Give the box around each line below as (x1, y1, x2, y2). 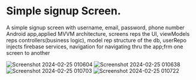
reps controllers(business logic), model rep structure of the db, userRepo (6, 36, 187, 44)
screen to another (6, 49, 50, 56)
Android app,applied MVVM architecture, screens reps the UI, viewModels (6, 30, 190, 37)
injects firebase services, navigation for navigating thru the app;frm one (6, 43, 183, 50)
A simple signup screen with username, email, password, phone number (6, 24, 185, 31)
